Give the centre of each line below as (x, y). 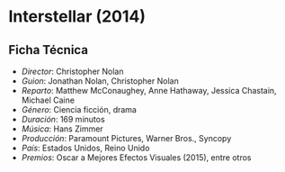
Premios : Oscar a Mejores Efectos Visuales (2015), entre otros (136, 158)
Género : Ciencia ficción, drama (79, 109)
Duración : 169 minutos (63, 119)
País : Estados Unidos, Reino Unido (85, 148)
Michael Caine (48, 100)
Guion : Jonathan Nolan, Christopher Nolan (100, 81)
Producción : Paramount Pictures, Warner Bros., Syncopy (126, 138)
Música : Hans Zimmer (62, 129)
